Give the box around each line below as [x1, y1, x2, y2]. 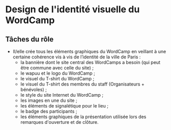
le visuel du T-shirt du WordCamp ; [20, 76, 94, 81]
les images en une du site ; [20, 97, 78, 103]
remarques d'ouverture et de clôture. [20, 119, 99, 125]
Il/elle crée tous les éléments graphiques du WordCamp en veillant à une [12, 49, 166, 54]
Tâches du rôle [5, 35, 54, 44]
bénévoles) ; [20, 86, 47, 93]
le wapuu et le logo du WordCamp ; [20, 70, 96, 76]
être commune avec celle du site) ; [20, 65, 94, 71]
